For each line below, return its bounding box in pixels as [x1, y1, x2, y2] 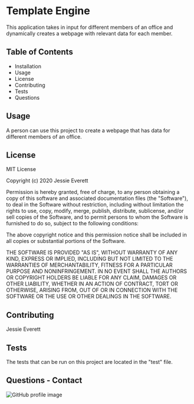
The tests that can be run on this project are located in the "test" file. [6, 359, 173, 365]
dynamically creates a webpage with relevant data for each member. [6, 29, 173, 37]
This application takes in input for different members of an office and [6, 24, 173, 31]
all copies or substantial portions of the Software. [6, 238, 126, 245]
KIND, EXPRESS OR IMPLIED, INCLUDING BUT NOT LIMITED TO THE [6, 255, 173, 262]
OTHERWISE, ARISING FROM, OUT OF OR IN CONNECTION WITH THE [6, 287, 178, 294]
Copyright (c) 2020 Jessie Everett [6, 177, 88, 184]
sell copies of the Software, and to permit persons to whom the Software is [6, 214, 189, 221]
